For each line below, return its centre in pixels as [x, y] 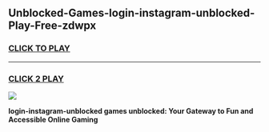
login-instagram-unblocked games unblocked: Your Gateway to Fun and [131, 110]
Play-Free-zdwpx [52, 26]
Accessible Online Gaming [53, 119]
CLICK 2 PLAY [36, 78]
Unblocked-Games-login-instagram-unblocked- [132, 13]
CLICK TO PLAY [39, 49]
